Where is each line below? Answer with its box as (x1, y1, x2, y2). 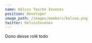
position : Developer (5, 11, 47, 16)
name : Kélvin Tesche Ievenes (5, 7, 64, 12)
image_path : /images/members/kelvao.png (5, 16, 88, 21)
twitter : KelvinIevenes (5, 20, 53, 25)
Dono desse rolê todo (5, 33, 48, 39)
